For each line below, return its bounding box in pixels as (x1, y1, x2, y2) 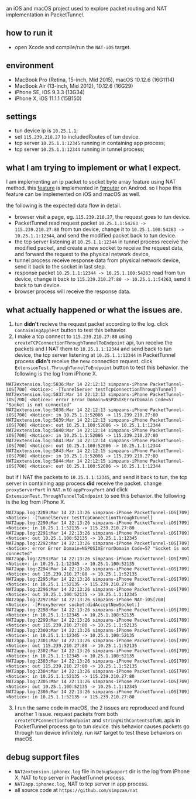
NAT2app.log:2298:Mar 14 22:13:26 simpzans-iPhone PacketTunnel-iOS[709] (6, 607, 190, 613)
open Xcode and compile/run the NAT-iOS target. (14, 43, 131, 50)
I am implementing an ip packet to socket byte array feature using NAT (6, 178, 177, 185)
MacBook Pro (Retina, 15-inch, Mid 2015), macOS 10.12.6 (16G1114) (14, 76, 175, 83)
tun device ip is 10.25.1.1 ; (14, 127, 78, 134)
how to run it (6, 28, 53, 38)
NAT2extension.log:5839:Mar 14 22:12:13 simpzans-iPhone (6, 418, 148, 423)
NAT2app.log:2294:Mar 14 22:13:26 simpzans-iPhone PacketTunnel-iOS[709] (6, 566, 190, 572)
